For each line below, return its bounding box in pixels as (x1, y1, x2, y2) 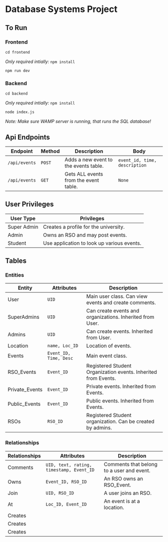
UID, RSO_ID (45, 490, 74, 496)
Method (40, 148, 60, 155)
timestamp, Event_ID (45, 467, 95, 472)
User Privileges (5, 200, 54, 209)
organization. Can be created (86, 418, 155, 425)
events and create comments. (86, 299, 156, 306)
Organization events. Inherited (86, 369, 157, 376)
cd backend (5, 91, 28, 96)
